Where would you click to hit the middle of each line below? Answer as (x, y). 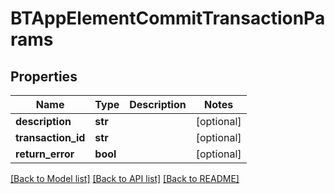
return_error (45, 154)
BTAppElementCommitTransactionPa (168, 18)
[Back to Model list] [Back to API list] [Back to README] (125, 178)
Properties (44, 76)
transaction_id (50, 137)
